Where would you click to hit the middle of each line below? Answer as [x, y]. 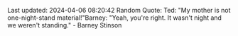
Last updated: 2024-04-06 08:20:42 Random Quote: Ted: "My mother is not [119, 10]
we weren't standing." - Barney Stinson [65, 25]
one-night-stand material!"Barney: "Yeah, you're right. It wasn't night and [115, 18]
